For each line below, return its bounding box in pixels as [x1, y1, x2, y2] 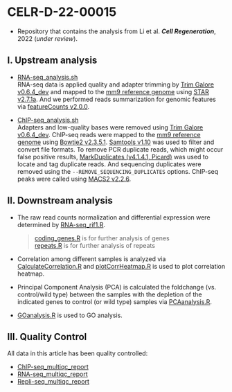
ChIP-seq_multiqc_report [17, 363, 89, 371]
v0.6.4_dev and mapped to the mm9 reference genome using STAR [17, 87, 210, 96]
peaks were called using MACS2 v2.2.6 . [17, 175, 132, 183]
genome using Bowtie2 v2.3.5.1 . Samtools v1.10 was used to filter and [17, 138, 215, 146]
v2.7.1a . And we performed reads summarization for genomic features [17, 95, 216, 103]
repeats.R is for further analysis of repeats [34, 241, 156, 249]
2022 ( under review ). [17, 34, 78, 42]
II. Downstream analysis [7, 195, 113, 206]
